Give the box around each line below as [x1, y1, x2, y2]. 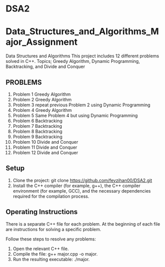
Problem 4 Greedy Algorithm [12, 107, 72, 113]
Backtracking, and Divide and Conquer [5, 63, 85, 70]
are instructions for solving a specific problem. [5, 226, 102, 232]
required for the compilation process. [12, 193, 89, 199]
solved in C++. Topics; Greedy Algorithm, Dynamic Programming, [5, 58, 140, 64]
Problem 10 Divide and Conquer [12, 139, 79, 145]
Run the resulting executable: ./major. [12, 256, 90, 262]
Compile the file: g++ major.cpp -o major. [12, 251, 98, 257]
